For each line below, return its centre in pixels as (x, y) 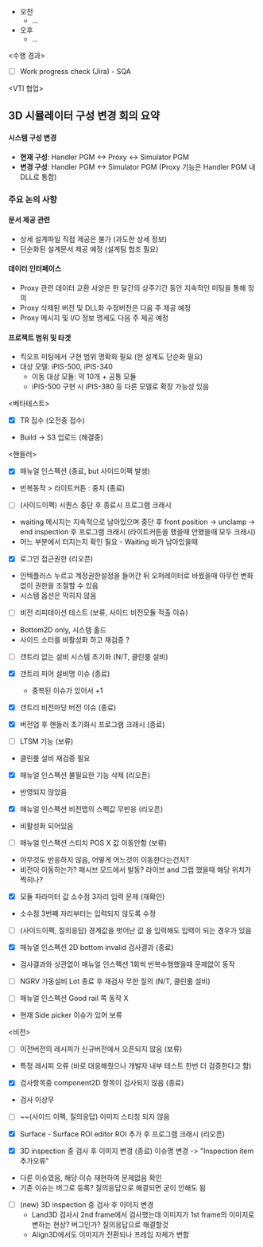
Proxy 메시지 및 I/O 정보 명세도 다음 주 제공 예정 (94, 318)
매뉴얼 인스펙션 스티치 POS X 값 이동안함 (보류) (93, 842)
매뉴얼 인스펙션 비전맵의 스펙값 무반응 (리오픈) (91, 809)
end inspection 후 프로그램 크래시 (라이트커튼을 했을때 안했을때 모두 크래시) (137, 532)
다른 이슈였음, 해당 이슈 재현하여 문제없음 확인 (91, 1178)
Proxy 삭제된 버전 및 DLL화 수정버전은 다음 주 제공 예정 (105, 307)
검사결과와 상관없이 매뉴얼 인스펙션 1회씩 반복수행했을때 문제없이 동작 (128, 964)
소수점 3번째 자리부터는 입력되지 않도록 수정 (88, 913)
